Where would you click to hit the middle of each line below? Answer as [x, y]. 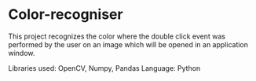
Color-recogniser [66, 15]
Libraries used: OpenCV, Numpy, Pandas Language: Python [104, 68]
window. [22, 53]
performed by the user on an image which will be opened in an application [128, 44]
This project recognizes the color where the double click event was [117, 36]
